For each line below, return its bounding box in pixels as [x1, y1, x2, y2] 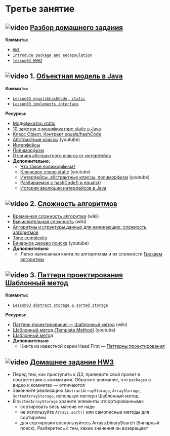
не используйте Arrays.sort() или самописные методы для [20, 409, 149, 415]
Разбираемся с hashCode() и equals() [20, 179, 101, 186]
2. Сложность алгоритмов [29, 200, 117, 208]
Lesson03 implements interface [12, 101, 79, 106]
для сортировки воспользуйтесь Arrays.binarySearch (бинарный [20, 420, 159, 426]
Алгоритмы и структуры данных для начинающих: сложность [12, 224, 147, 230]
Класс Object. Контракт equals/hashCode [12, 131, 102, 137]
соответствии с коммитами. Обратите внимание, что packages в [12, 377, 151, 383]
